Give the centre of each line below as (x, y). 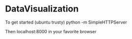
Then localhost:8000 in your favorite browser (51, 31)
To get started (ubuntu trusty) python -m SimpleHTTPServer (66, 22)
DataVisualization (42, 9)
